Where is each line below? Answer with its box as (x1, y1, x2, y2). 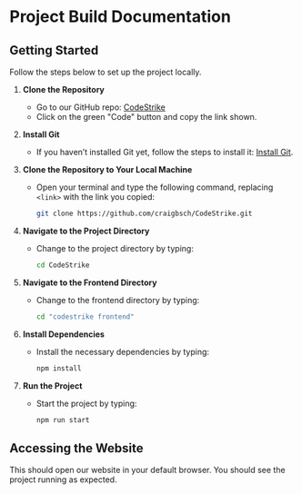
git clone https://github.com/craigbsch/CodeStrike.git (35, 209, 253, 218)
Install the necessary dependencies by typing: (35, 346, 210, 357)
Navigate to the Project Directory (22, 225, 150, 236)
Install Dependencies (22, 329, 105, 340)
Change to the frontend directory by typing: (35, 294, 200, 305)
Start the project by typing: (35, 398, 137, 409)
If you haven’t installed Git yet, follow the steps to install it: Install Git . (35, 147, 294, 157)
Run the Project (22, 380, 83, 391)
